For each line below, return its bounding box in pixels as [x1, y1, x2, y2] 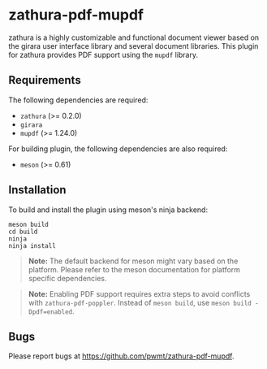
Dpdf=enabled [28, 307, 73, 316]
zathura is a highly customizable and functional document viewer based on [8, 33, 260, 42]
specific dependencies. [28, 273, 107, 283]
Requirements [8, 73, 81, 87]
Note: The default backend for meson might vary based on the [28, 256, 239, 266]
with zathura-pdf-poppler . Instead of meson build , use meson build [28, 297, 252, 307]
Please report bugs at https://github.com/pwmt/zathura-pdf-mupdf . [8, 351, 235, 361]
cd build [8, 228, 38, 236]
